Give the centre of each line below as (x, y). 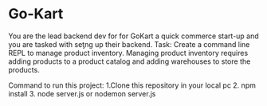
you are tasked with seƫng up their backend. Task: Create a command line (129, 44)
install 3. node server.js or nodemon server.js (82, 93)
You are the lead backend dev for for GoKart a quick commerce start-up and (133, 36)
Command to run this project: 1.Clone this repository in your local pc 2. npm (132, 85)
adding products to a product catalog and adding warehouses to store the (130, 61)
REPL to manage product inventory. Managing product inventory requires (128, 53)
